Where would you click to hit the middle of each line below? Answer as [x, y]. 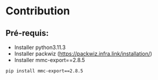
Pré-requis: [27, 33]
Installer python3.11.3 [40, 47]
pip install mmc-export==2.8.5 [44, 71]
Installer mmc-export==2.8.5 [49, 60]
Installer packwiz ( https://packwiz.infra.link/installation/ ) [83, 54]
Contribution [38, 11]
